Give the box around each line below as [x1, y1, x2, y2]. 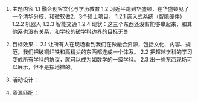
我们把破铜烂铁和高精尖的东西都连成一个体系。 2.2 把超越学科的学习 [22, 48, 193, 56]
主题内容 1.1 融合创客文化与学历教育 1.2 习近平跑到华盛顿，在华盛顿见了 [11, 5, 190, 12]
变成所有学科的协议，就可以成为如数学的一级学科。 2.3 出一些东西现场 [11, 56, 187, 63]
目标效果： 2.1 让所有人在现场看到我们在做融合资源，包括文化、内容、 [11, 41, 186, 48]
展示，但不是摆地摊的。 [17, 63, 76, 71]
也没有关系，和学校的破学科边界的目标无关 [22, 28, 129, 35]
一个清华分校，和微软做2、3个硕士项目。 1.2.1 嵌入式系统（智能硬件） [11, 13, 185, 20]
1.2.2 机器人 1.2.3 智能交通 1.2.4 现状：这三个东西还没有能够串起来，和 [11, 21, 187, 27]
